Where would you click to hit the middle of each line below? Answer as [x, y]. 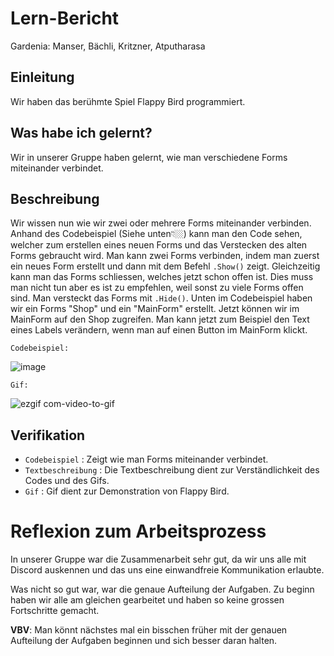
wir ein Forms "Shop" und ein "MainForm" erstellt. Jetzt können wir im [155, 309]
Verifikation [48, 435]
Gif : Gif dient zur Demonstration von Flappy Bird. [127, 491]
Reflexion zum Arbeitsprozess [138, 531]
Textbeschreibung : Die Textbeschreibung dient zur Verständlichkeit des [172, 470]
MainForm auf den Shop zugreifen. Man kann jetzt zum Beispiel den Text [160, 319]
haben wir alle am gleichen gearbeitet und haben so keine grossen [147, 600]
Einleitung [42, 77]
